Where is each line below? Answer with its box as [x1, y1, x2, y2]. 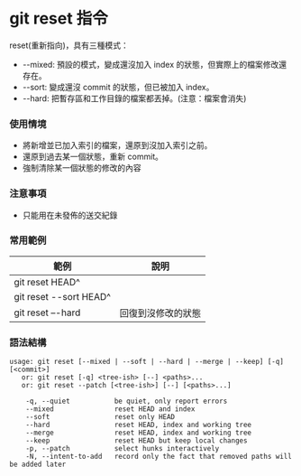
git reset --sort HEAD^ [14, 290, 111, 303]
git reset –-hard [14, 306, 81, 319]
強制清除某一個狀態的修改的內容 [22, 163, 141, 173]
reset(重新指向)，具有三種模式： [9, 40, 129, 51]
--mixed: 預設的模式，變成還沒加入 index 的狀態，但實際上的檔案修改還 [22, 59, 287, 70]
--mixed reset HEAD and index [25, 405, 196, 414]
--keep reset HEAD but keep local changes [25, 436, 248, 445]
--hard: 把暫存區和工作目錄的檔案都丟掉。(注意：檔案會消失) [22, 92, 247, 104]
